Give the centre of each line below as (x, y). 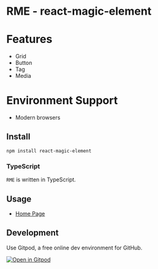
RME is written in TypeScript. (41, 180)
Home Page (30, 213)
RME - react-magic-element (79, 11)
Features (29, 40)
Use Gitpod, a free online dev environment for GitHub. (74, 248)
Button (24, 63)
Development (33, 233)
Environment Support (62, 101)
